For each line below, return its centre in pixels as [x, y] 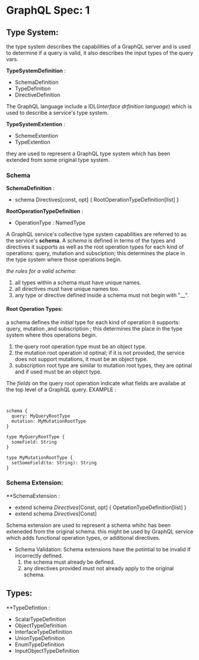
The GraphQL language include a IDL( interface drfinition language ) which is [99, 106]
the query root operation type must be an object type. [80, 346]
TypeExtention [32, 142]
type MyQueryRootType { [36, 437]
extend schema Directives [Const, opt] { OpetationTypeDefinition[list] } [101, 507]
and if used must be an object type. [58, 372]
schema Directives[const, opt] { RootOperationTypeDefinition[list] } [97, 200]
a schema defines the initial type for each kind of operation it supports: [93, 322]
